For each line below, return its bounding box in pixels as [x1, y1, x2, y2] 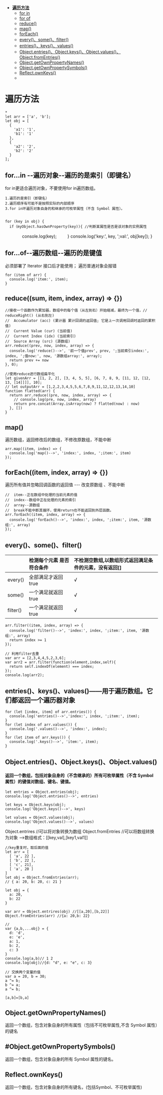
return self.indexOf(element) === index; [9, 664, 95, 669]
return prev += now [9, 358, 49, 363]
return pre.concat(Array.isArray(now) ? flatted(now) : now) [14, 401, 140, 406]
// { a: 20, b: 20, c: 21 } [5, 879, 62, 885]
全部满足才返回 [29, 573, 63, 580]
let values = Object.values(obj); [5, 815, 75, 820]
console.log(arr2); [5, 672, 45, 678]
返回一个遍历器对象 [17, 696, 75, 704]
